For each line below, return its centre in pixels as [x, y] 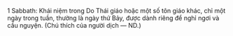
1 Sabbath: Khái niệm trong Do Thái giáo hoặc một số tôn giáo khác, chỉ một [116, 11]
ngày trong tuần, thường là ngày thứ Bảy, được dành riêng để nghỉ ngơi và [113, 18]
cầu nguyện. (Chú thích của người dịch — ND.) [74, 25]
